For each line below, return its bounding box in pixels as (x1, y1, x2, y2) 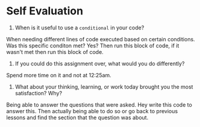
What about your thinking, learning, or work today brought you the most (14, 83, 193, 90)
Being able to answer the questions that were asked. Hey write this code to (6, 101, 193, 108)
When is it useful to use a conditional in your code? (14, 24, 145, 31)
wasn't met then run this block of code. (6, 48, 104, 55)
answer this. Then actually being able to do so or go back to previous (6, 107, 178, 114)
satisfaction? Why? (14, 89, 62, 96)
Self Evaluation (6, 4, 83, 18)
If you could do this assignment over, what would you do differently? (14, 60, 185, 67)
